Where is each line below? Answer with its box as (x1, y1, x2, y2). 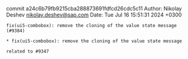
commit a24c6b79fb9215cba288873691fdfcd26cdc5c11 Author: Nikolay (6, 5, 182, 12)
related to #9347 (6, 48, 49, 54)
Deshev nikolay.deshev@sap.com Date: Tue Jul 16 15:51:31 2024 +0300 (6, 11, 182, 18)
